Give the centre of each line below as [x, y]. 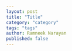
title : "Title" [25, 17]
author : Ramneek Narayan [36, 33]
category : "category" [32, 22]
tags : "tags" [22, 28]
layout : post [22, 11]
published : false [27, 39]
